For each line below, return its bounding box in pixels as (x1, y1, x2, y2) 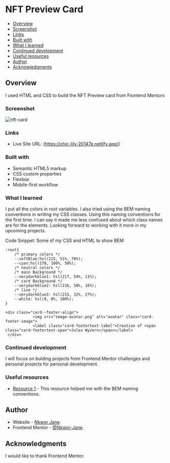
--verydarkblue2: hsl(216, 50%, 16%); (14, 283, 97, 288)
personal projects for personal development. (5, 361, 99, 367)
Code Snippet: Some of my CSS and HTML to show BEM (5, 237, 124, 243)
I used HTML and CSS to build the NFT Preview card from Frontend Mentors (5, 92, 165, 98)
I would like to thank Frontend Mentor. (5, 453, 85, 459)
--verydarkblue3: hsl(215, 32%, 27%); (14, 292, 97, 297)
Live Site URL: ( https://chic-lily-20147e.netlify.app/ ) (12, 141, 121, 147)
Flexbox (12, 176, 30, 182)
